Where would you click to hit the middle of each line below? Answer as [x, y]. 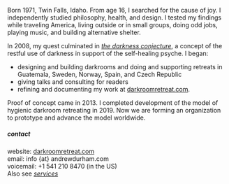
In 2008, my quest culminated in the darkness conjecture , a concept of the [115, 46]
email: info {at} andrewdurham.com [58, 158]
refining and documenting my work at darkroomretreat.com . [104, 89]
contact [19, 134]
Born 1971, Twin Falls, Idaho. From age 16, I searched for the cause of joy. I [114, 10]
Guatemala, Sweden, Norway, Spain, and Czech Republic [99, 74]
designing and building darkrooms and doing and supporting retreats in [120, 67]
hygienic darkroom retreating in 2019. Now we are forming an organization [114, 110]
